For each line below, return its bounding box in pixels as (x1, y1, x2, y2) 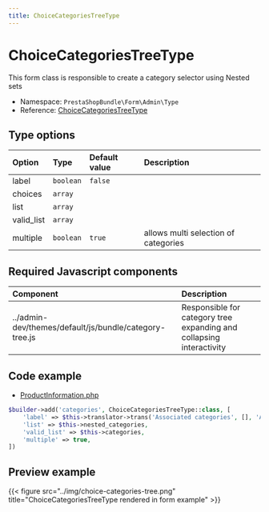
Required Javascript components (8, 265, 179, 278)
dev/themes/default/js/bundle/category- (12, 322, 166, 333)
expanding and (181, 322, 238, 333)
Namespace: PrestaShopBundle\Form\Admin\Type (19, 97, 179, 106)
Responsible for (181, 302, 241, 313)
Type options (8, 128, 76, 142)
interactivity (181, 342, 227, 353)
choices (12, 189, 42, 200)
